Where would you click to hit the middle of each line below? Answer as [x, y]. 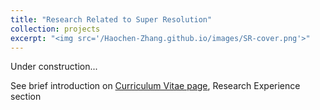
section [26, 97]
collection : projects [55, 29]
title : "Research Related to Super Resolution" [111, 19]
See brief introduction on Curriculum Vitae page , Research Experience [155, 86]
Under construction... [54, 67]
